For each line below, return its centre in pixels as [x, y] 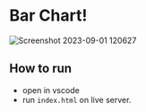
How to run [41, 69]
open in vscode [51, 90]
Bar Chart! [48, 16]
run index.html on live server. [77, 99]
